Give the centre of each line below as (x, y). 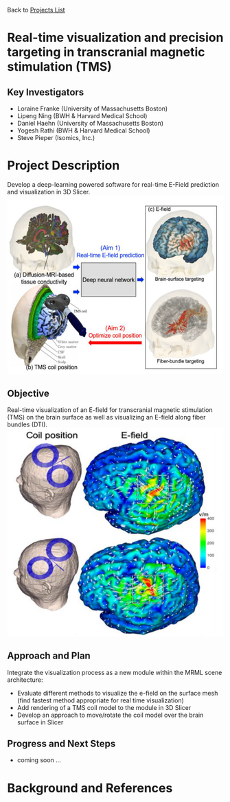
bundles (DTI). (27, 424)
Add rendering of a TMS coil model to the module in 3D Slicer (104, 707)
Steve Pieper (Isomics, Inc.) (56, 138)
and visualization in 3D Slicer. (49, 192)
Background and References (90, 788)
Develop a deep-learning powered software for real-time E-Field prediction (113, 184)
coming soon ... (39, 760)
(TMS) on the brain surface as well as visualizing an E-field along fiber (106, 417)
